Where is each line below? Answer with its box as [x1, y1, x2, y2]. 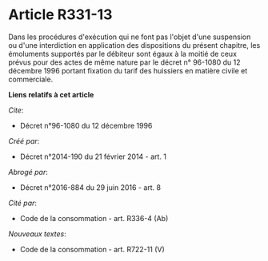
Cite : [8, 105, 24, 115]
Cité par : [8, 198, 38, 208]
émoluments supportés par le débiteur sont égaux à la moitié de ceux [8, 49, 238, 58]
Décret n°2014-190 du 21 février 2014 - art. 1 [19, 152, 166, 161]
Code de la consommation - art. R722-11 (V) [19, 244, 166, 254]
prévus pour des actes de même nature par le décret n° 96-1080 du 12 [8, 57, 241, 67]
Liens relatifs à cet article [8, 89, 94, 99]
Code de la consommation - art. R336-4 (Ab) [19, 213, 169, 223]
